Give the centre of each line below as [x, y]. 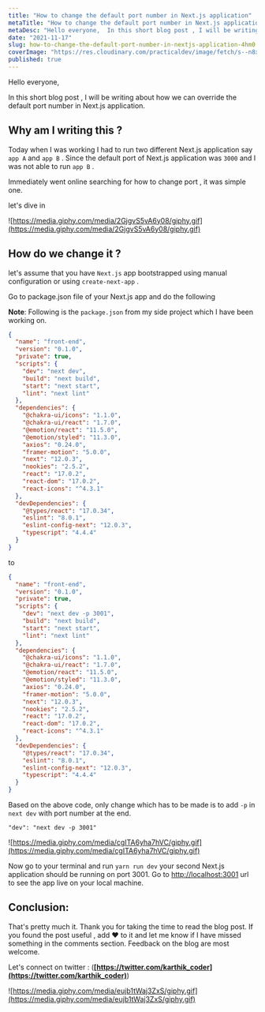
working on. [28, 320]
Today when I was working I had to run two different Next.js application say [131, 149]
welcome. [24, 951]
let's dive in [27, 205]
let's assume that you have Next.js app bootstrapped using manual [118, 272]
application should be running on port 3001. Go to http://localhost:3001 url [129, 874]
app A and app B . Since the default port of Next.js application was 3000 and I [132, 158]
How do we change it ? [65, 254]
